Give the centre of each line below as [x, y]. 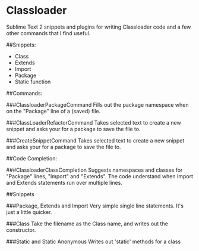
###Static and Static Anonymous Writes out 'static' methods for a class [94, 241]
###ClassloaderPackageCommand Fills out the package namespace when [97, 104]
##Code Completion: [32, 158]
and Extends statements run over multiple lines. [64, 182]
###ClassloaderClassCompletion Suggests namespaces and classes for [94, 170]
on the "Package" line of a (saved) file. [53, 111]
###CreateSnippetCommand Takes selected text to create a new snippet [95, 140]
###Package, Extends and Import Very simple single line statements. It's [95, 206]
